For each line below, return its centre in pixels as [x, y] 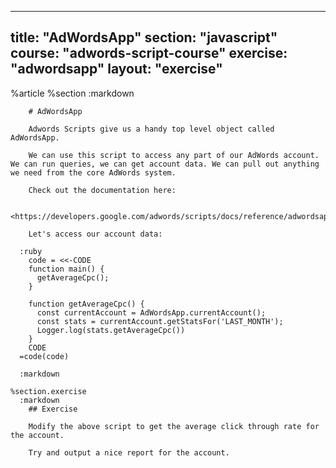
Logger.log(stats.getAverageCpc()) [111, 330]
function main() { [66, 269]
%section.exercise [48, 391]
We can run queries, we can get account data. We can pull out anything [165, 164]
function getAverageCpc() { [86, 304]
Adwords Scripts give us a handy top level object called [151, 129]
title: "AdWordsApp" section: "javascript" [144, 37]
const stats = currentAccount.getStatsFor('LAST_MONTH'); [160, 321]
